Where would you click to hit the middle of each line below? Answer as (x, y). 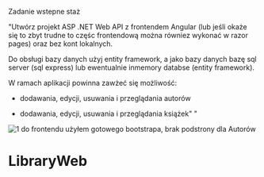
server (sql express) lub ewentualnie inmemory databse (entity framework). (132, 67)
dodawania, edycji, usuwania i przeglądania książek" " (109, 114)
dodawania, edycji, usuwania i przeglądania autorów (105, 98)
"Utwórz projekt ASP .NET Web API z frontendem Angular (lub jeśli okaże (128, 27)
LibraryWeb (48, 161)
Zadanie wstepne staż (44, 12)
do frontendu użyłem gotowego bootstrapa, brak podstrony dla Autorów (138, 129)
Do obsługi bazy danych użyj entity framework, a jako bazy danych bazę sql (133, 59)
